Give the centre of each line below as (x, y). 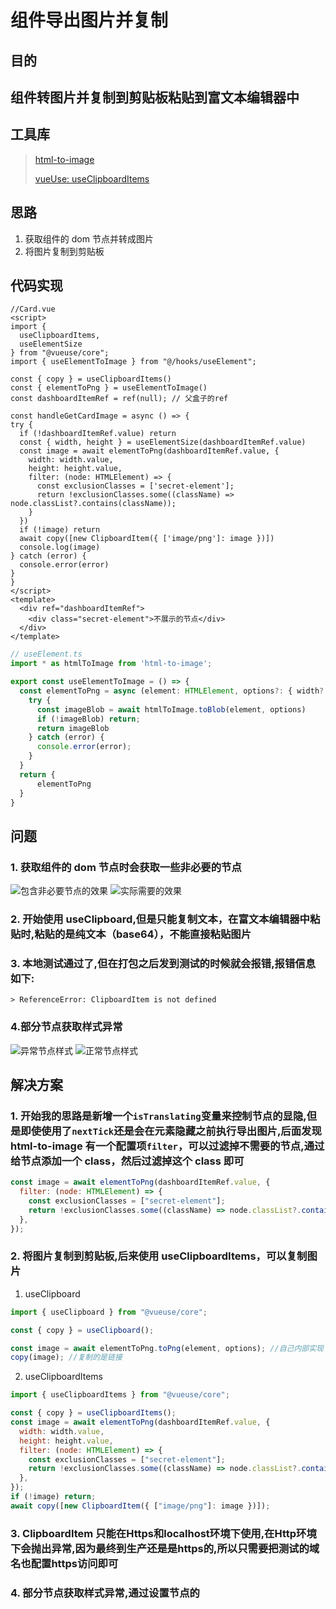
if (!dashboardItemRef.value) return (98, 434)
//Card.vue (33, 309)
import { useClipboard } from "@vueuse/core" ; (109, 1312)
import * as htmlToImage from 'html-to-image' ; (111, 664)
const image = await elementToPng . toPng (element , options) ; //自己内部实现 (167, 1348)
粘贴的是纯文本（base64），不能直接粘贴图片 (143, 934)
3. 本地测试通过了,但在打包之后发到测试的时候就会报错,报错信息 (163, 963)
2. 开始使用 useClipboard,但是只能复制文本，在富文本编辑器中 (160, 919)
